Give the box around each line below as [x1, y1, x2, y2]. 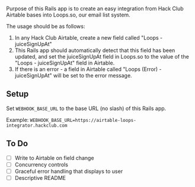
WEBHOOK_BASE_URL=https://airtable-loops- [30, 117, 136, 123]
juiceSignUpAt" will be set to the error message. [14, 72, 132, 79]
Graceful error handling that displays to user [14, 167, 123, 175]
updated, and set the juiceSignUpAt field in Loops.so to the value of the [14, 53, 190, 60]
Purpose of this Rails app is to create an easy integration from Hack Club [6, 5, 184, 12]
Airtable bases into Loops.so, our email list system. [6, 11, 130, 18]
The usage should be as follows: [6, 23, 85, 30]
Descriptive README [14, 174, 66, 181]
